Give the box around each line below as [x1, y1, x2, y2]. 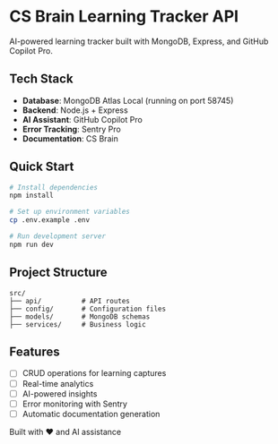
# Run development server [9, 232, 106, 241]
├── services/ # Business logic [9, 320, 146, 329]
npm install [9, 191, 54, 201]
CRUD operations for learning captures [22, 368, 167, 379]
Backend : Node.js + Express [22, 105, 128, 115]
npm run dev [9, 240, 54, 249]
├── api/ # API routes [9, 296, 130, 305]
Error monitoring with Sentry [22, 398, 128, 409]
